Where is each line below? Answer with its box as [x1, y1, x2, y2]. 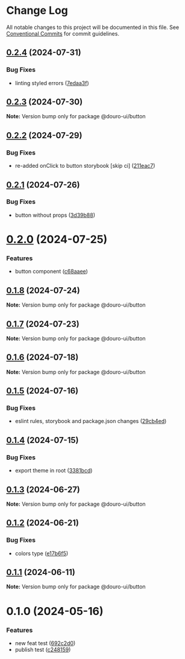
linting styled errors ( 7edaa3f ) [14, 79, 89, 86]
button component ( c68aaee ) [14, 268, 89, 275]
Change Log [6, 4, 68, 18]
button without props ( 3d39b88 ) [14, 211, 95, 218]
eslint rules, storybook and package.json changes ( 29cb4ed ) [14, 418, 167, 425]
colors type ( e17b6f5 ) [14, 550, 69, 557]
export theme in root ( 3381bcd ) [14, 467, 93, 474]
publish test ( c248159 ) [14, 646, 71, 653]
